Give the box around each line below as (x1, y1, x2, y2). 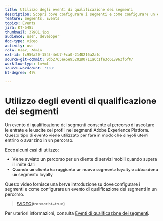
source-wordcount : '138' (5, 66, 55, 71)
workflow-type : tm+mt (5, 61, 49, 66)
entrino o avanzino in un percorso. (5, 137, 74, 143)
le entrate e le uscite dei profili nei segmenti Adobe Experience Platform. (5, 127, 150, 133)
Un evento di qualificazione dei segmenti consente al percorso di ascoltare (5, 122, 155, 128)
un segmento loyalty (12, 171, 53, 177)
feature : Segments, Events (5, 16, 60, 21)
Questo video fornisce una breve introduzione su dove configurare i (5, 181, 141, 187)
